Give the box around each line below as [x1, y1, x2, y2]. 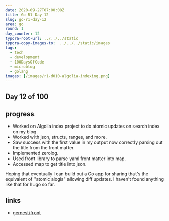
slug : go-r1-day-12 [5, 17, 47, 22]
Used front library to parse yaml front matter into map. [12, 155, 126, 162]
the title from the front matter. [12, 145, 75, 151]
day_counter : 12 [5, 31, 40, 36]
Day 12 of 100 [5, 92, 49, 101]
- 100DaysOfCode [10, 59, 44, 65]
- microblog [10, 64, 36, 69]
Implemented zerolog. [12, 150, 59, 156]
